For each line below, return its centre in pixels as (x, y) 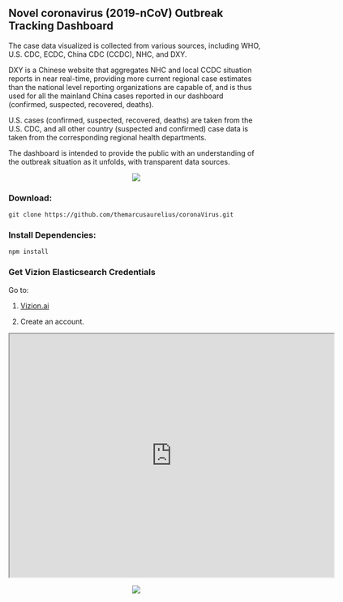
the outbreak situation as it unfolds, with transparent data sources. (119, 161)
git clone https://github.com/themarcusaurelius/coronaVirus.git (121, 215)
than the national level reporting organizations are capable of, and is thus (130, 87)
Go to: (19, 290)
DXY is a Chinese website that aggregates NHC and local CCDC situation (130, 70)
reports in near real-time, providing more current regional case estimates (130, 78)
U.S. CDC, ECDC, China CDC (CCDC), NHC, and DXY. (98, 54)
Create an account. (52, 321)
